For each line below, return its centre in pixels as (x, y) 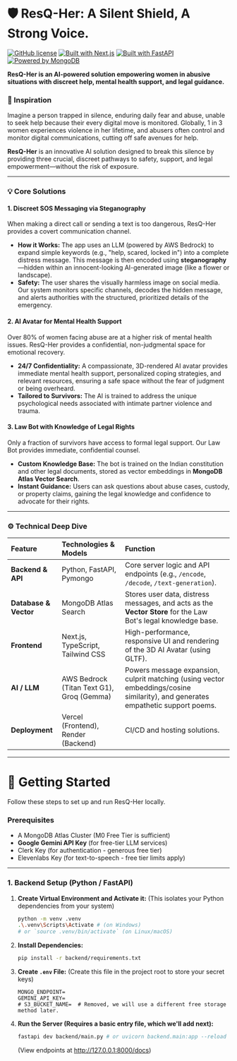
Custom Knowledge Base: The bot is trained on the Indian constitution (120, 464)
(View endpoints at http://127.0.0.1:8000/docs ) (84, 1050)
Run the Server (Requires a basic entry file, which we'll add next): (115, 1024)
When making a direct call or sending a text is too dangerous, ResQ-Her (112, 224)
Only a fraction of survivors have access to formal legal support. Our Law (114, 443)
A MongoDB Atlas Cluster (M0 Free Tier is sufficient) (94, 835)
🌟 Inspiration (29, 100)
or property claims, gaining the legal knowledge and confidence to (114, 493)
